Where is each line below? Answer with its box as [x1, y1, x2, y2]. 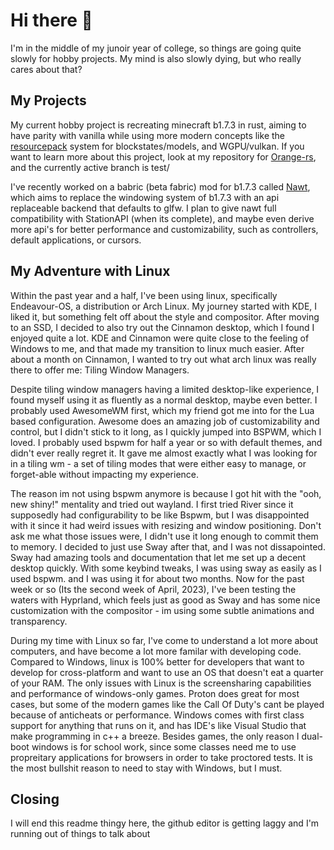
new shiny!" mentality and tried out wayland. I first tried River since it [10, 498, 294, 510]
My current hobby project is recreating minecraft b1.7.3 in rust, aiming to [10, 119, 307, 131]
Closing [10, 790, 60, 808]
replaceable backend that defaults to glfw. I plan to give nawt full [10, 202, 277, 214]
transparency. [10, 615, 68, 627]
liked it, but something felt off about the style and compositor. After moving [10, 310, 320, 323]
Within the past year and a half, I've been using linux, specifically [10, 289, 278, 301]
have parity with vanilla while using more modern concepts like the [10, 129, 285, 141]
